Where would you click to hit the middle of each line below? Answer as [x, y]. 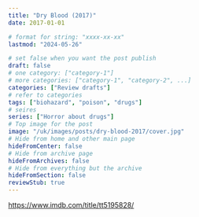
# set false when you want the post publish [82, 59]
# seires [22, 110]
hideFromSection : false [47, 175]
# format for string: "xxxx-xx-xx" [66, 37]
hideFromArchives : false [49, 161]
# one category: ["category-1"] [61, 73]
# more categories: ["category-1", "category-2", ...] [100, 80]
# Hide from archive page [50, 153]
